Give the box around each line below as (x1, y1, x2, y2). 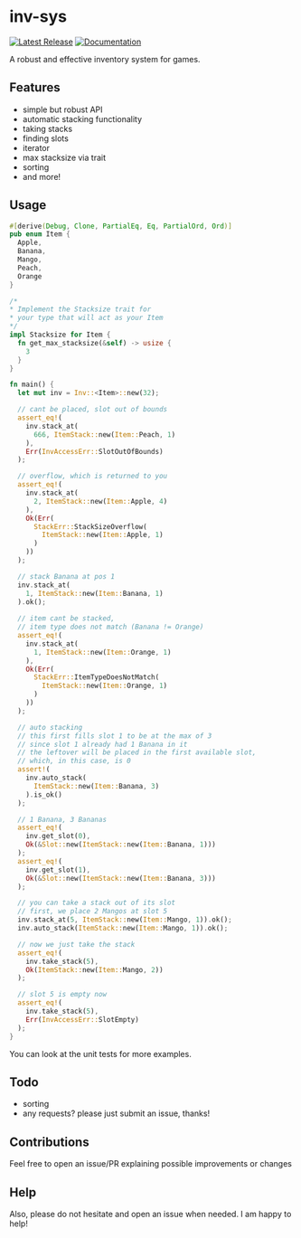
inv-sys (9, 6, 68, 27)
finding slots (22, 133, 70, 144)
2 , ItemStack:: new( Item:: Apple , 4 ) (33, 496, 168, 506)
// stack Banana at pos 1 (17, 572, 116, 581)
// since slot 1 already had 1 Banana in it (17, 740, 188, 749)
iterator (22, 142, 51, 153)
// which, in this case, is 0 (17, 757, 131, 766)
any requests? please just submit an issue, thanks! (22, 1108, 211, 1119)
